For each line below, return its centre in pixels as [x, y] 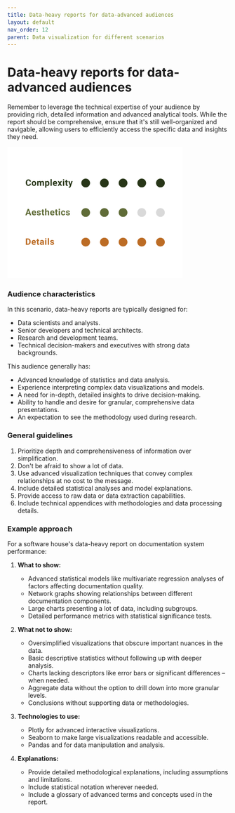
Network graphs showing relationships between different [110, 594]
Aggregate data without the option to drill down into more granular [123, 688]
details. [28, 510]
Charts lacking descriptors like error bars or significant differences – [127, 673]
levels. [37, 696]
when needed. [49, 680]
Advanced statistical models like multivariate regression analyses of [126, 579]
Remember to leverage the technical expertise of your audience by [104, 107]
